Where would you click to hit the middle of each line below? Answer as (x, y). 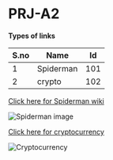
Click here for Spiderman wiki (56, 101)
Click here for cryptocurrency (56, 131)
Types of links (32, 36)
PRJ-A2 (34, 14)
